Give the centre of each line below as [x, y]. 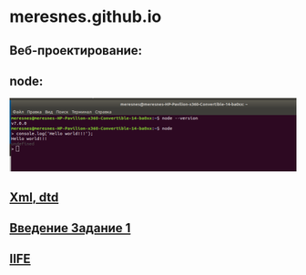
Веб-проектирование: [76, 51]
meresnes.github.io [86, 17]
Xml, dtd [34, 197]
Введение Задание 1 [70, 228]
